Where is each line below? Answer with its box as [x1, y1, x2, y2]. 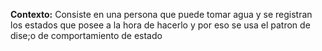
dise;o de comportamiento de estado [10, 30, 163, 41]
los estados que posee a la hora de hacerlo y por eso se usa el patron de [10, 19, 311, 31]
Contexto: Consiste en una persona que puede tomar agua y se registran [10, 9, 313, 20]
